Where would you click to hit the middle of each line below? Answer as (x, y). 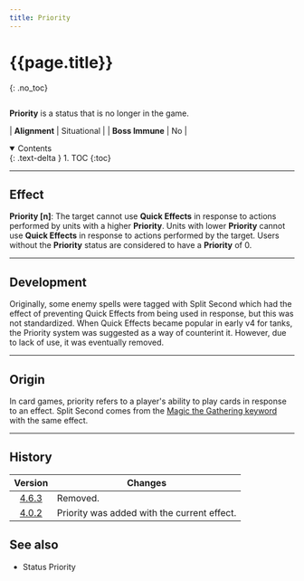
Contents (35, 148)
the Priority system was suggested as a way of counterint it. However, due (148, 333)
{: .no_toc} (28, 88)
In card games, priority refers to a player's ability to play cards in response (148, 401)
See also (34, 545)
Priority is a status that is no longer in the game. (100, 113)
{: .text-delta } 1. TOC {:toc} (60, 157)
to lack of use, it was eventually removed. (87, 343)
